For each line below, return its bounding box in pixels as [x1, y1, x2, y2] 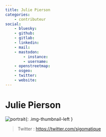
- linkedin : [14, 40, 39, 45]
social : [5, 21, 22, 27]
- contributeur [14, 17, 46, 22]
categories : [5, 12, 30, 17]
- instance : [23, 54, 49, 59]
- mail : [14, 45, 30, 50]
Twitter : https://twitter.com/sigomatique [17, 125, 101, 131]
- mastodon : [14, 49, 39, 54]
